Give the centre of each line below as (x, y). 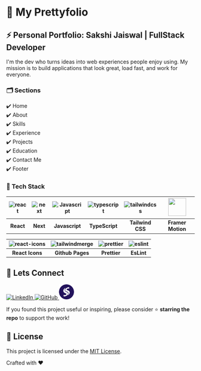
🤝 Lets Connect (35, 273)
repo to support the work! (38, 318)
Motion (177, 229)
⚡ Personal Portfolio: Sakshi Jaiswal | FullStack (95, 35)
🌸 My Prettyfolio (47, 12)
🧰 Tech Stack (26, 187)
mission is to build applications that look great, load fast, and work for (92, 68)
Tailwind (140, 223)
